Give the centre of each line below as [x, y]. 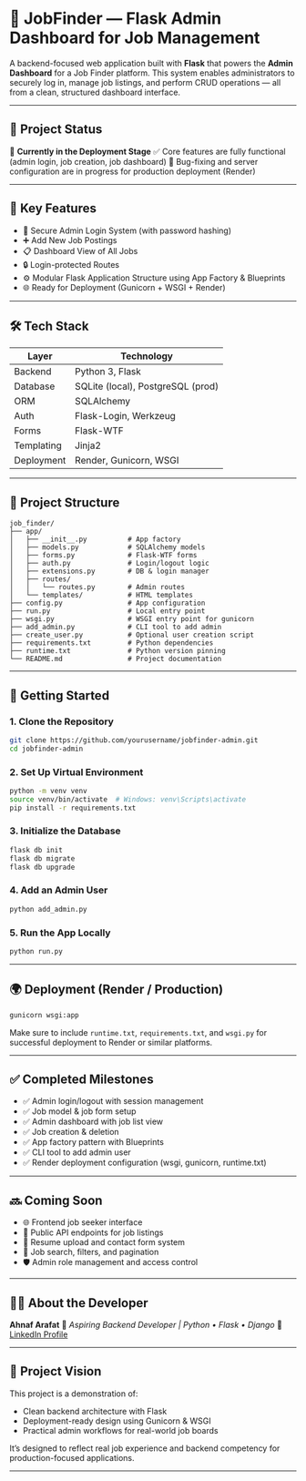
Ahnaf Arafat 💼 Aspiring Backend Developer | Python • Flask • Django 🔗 [146, 1324]
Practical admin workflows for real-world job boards [120, 1430]
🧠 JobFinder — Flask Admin [115, 19]
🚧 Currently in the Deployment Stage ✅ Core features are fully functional [148, 151]
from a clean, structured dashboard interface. [95, 92]
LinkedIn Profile [39, 1334]
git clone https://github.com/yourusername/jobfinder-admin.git [134, 740]
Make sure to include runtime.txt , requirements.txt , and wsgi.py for [138, 1032]
